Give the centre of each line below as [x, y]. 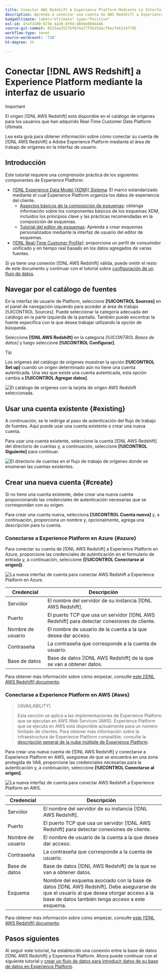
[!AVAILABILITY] [34, 706]
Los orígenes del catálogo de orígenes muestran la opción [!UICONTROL [80, 362]
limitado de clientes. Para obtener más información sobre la [78, 731]
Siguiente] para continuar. [32, 452]
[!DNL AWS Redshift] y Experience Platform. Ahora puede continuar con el [81, 956]
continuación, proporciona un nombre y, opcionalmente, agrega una [75, 520]
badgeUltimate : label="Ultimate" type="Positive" [58, 19]
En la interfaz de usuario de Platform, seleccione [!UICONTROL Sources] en [83, 301]
